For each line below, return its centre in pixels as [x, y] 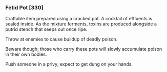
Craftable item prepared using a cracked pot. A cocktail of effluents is [79, 19]
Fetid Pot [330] [24, 8]
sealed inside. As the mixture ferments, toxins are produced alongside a [81, 24]
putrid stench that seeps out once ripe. [46, 29]
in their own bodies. [26, 54]
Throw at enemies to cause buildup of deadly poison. [61, 39]
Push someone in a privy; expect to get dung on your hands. [69, 64]
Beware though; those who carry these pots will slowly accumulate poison [84, 49]
